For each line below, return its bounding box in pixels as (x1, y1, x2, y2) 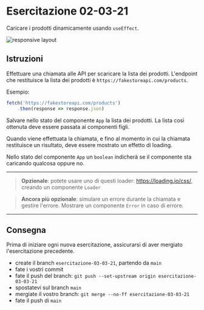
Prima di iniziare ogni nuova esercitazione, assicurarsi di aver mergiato (6, 241, 183, 249)
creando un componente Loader (21, 184, 101, 191)
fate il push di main (15, 297, 62, 305)
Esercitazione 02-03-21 (6, 4, 129, 18)
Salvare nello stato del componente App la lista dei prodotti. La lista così (6, 117, 185, 124)
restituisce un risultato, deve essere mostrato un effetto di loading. (6, 141, 173, 148)
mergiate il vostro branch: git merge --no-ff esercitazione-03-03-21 (15, 291, 190, 298)
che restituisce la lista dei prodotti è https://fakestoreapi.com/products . (6, 76, 188, 83)
